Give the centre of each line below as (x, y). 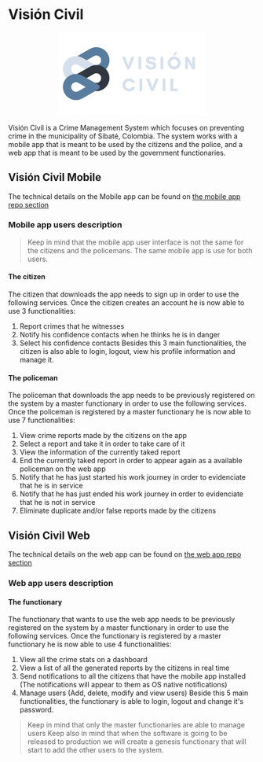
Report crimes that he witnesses (72, 326)
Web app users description (61, 583)
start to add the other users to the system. (95, 750)
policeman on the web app (62, 469)
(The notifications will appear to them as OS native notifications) (123, 685)
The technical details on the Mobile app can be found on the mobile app (124, 196)
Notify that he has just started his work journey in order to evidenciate (132, 477)
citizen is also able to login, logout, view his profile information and (127, 351)
